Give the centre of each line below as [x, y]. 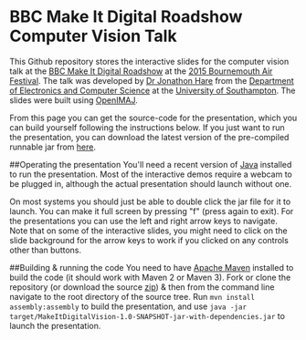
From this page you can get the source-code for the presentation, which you [153, 118]
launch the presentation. [55, 325]
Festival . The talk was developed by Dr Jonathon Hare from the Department [152, 80]
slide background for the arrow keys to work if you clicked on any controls [149, 240]
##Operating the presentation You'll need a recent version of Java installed [151, 164]
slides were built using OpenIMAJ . [74, 100]
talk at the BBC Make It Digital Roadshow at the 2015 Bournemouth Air [141, 71]
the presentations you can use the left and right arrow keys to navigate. [144, 221]
